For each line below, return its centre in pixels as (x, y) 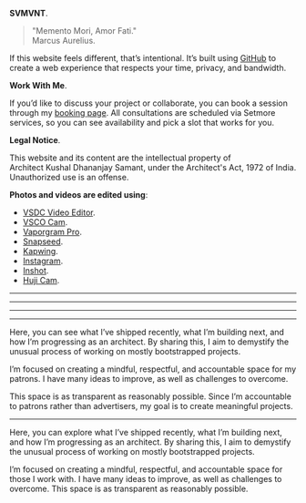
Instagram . (43, 261)
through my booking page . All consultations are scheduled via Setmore (143, 113)
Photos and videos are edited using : (79, 195)
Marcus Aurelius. (63, 41)
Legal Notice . (35, 140)
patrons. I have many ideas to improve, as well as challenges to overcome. (149, 379)
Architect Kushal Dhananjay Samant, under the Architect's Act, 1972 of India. (153, 167)
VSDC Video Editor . (59, 212)
